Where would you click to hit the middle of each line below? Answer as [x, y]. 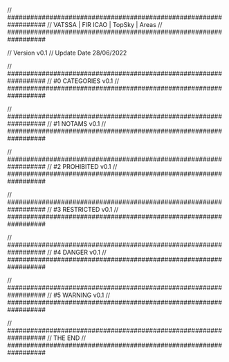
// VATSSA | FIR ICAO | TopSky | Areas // [105, 25]
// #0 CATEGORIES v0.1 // [83, 81]
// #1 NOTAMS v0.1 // [76, 124]
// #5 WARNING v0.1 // [79, 295]
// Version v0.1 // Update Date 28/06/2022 [67, 53]
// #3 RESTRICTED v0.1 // [83, 209]
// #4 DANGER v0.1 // [77, 252]
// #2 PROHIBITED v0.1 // [82, 166]
